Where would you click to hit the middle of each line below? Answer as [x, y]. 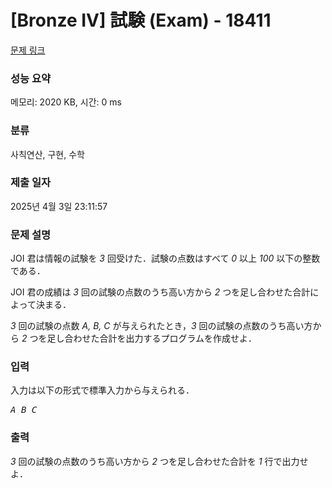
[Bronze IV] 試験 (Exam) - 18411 [141, 20]
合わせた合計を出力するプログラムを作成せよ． [161, 338]
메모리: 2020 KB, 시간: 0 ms [66, 102]
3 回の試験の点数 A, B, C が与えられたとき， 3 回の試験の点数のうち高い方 [161, 326]
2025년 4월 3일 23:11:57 [59, 206]
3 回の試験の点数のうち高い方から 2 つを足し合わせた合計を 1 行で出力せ [159, 461]
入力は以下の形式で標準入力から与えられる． [102, 390]
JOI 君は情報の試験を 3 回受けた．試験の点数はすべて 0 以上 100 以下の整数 [165, 258]
